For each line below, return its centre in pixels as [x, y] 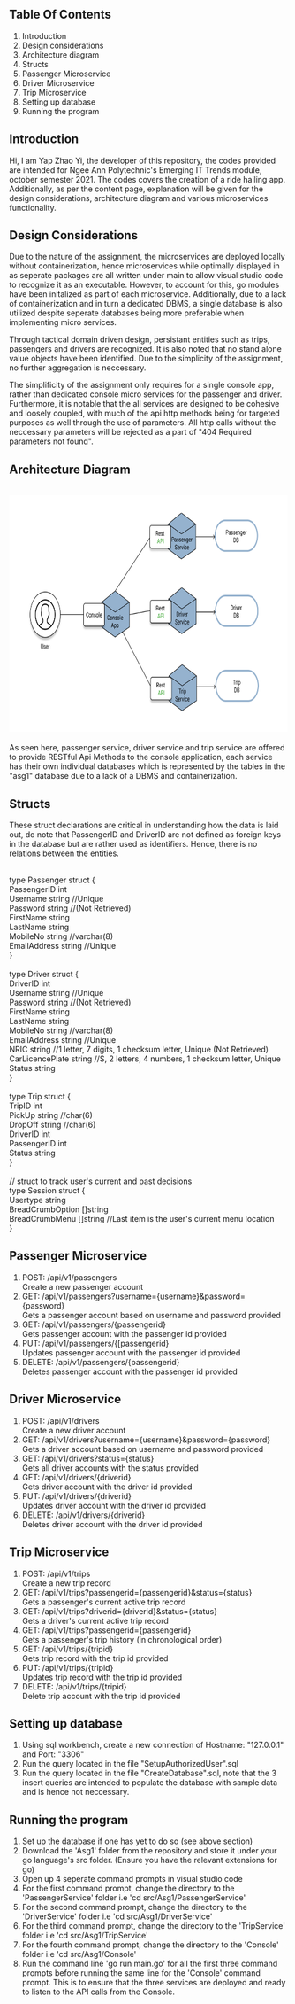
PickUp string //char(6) [51, 1115]
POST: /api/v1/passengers [69, 1277]
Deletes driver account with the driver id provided [112, 1524]
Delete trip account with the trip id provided [101, 1696]
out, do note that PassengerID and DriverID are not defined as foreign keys [145, 835]
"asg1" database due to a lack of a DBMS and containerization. [123, 776]
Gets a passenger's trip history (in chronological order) [122, 1639]
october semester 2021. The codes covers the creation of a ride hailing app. [147, 179]
